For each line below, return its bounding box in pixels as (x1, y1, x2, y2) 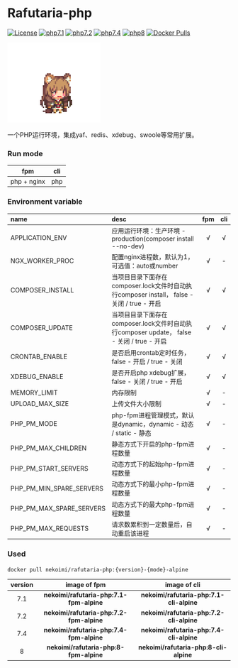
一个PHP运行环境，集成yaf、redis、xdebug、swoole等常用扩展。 (7, 130, 198, 139)
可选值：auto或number (111, 261, 178, 270)
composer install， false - (118, 290, 194, 299)
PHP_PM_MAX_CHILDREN (10, 444, 87, 452)
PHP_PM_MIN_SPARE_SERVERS (10, 484, 104, 493)
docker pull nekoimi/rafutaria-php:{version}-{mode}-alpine (7, 566, 189, 573)
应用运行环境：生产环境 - (111, 226, 186, 235)
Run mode (7, 148, 44, 158)
